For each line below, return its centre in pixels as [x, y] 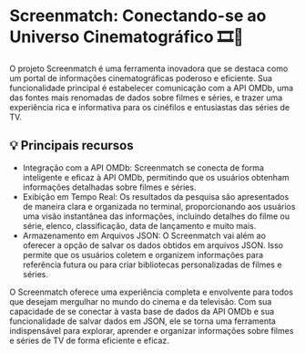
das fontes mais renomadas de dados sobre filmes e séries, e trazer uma [146, 98]
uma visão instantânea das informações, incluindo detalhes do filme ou [156, 216]
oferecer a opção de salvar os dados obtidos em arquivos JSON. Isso [153, 245]
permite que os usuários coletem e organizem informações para [143, 254]
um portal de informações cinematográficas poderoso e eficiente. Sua [141, 78]
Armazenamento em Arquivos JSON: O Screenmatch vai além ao [144, 235]
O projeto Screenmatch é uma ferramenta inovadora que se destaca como [149, 68]
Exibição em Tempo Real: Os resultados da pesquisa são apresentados [156, 196]
